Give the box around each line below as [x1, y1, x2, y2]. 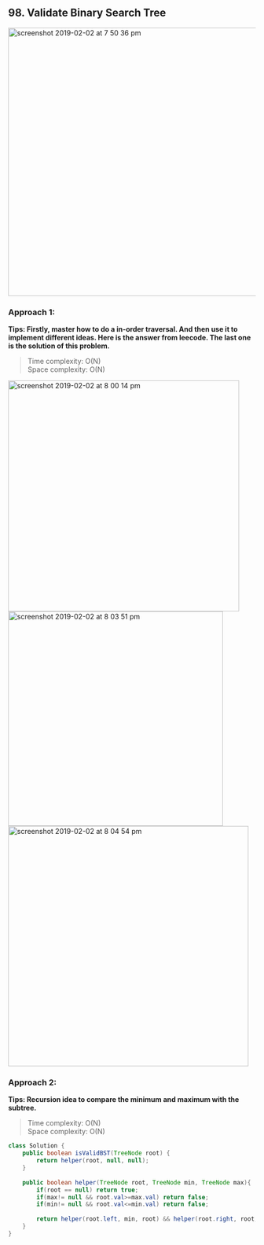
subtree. [8, 1104, 37, 1113]
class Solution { [8, 1142, 65, 1150]
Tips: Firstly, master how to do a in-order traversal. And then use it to [8, 325, 238, 334]
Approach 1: [8, 307, 55, 318]
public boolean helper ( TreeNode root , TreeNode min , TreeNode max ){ [22, 1178, 251, 1186]
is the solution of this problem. [8, 341, 110, 351]
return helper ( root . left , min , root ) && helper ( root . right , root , [36, 1215, 258, 1223]
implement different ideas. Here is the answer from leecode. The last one [8, 333, 251, 343]
